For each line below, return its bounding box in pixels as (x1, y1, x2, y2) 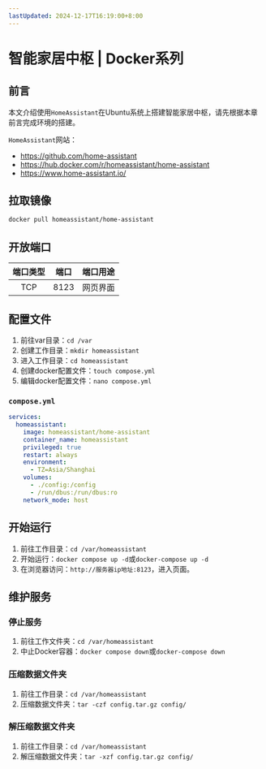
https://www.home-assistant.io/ (19, 168, 127, 178)
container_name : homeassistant (23, 435, 129, 443)
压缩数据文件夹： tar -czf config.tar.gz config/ (19, 699, 187, 709)
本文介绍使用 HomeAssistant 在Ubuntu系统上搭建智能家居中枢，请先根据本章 (8, 107, 258, 117)
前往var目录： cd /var (19, 335, 92, 345)
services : (8, 413, 42, 421)
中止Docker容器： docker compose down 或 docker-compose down (19, 646, 225, 656)
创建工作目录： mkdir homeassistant (19, 345, 139, 355)
